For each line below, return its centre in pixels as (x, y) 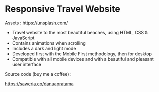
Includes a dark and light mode (44, 48)
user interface (27, 64)
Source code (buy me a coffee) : (38, 74)
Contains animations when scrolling (49, 43)
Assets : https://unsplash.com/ (37, 23)
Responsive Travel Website (63, 9)
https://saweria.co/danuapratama (39, 84)
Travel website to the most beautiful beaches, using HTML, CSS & (80, 32)
